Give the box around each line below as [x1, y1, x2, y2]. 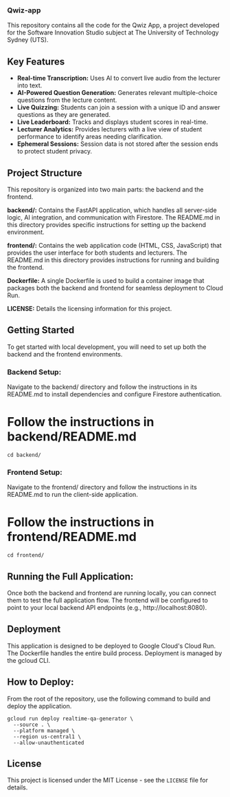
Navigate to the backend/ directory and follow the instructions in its [7, 383, 198, 391]
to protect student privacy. [16, 147, 93, 156]
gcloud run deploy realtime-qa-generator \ [7, 715, 134, 722]
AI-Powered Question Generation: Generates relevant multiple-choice [16, 89, 218, 97]
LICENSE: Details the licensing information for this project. [7, 304, 172, 312]
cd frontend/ [7, 552, 45, 559]
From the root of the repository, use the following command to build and [7, 694, 211, 703]
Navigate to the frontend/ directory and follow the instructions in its [7, 483, 197, 491]
